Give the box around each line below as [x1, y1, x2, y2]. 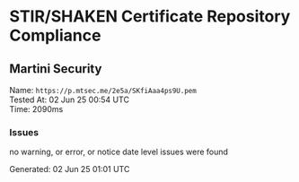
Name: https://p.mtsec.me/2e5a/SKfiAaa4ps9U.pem [9, 85, 198, 95]
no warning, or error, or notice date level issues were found [9, 146, 229, 158]
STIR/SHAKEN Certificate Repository [9, 6, 291, 27]
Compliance [9, 25, 101, 46]
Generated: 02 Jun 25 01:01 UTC [9, 164, 130, 175]
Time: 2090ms [9, 104, 64, 114]
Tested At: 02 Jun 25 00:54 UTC [9, 94, 130, 105]
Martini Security [9, 61, 102, 76]
